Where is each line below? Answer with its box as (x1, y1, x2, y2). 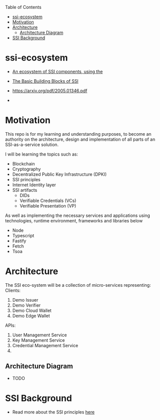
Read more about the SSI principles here (12, 409, 95, 415)
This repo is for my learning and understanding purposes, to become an (5, 131, 152, 137)
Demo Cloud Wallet (12, 307, 52, 314)
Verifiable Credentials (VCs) (19, 198, 77, 204)
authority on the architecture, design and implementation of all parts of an (5, 136, 156, 142)
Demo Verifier (12, 302, 41, 308)
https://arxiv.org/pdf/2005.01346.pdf (12, 88, 87, 94)
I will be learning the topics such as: (5, 151, 78, 157)
